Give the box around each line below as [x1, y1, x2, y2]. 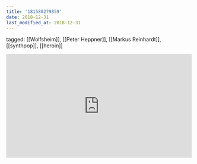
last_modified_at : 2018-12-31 [6, 20, 81, 25]
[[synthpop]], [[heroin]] [6, 42, 63, 49]
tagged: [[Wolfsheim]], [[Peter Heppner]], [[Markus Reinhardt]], [6, 36, 161, 43]
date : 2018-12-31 [6, 14, 49, 20]
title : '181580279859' [6, 8, 62, 15]
